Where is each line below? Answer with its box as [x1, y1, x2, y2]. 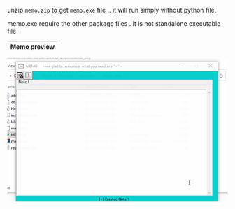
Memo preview [10, 42, 55, 51]
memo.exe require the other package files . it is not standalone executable [7, 20, 221, 27]
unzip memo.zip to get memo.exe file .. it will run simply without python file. [7, 6, 217, 14]
